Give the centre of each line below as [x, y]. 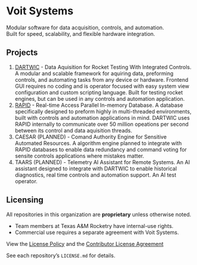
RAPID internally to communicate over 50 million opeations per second [102, 124]
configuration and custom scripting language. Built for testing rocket [99, 92]
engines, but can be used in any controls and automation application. [100, 98]
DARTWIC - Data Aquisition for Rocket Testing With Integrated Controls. [103, 67]
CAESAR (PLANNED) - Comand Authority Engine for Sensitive [91, 137]
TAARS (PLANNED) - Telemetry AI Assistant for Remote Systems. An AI [102, 162]
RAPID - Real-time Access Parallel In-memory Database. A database [99, 105]
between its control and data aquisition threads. [73, 130]
